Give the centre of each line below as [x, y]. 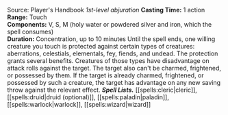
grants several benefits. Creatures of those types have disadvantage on [108, 61]
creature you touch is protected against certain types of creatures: [101, 46]
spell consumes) [30, 31]
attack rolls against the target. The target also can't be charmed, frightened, [114, 68]
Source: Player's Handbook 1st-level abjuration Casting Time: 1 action [106, 10]
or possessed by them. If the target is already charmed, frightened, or [105, 75]
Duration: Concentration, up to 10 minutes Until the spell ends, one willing [111, 39]
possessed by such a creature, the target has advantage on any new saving [114, 82]
